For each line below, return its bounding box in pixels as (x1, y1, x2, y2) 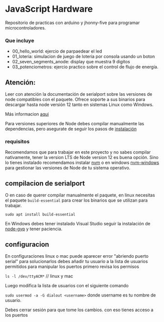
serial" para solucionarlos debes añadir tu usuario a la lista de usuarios (5, 258, 148, 264)
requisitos (5, 138, 30, 145)
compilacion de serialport (5, 179, 85, 188)
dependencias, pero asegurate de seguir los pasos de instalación (5, 126, 137, 132)
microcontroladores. (5, 25, 46, 30)
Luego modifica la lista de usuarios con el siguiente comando (5, 282, 129, 288)
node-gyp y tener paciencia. (5, 226, 63, 232)
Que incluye (5, 37, 34, 44)
